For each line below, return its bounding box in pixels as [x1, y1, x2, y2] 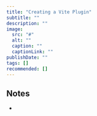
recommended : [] [6, 65, 48, 72]
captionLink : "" [12, 49, 53, 55]
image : [6, 26, 23, 32]
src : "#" [12, 32, 34, 38]
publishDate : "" [6, 54, 48, 60]
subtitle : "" [6, 15, 40, 21]
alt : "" [12, 37, 32, 43]
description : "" [6, 20, 48, 26]
